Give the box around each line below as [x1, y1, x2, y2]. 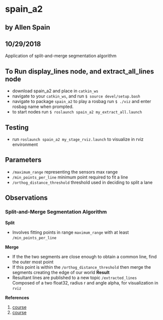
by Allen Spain [5, 23, 51, 32]
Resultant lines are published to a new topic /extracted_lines [12, 275, 137, 281]
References [5, 294, 29, 300]
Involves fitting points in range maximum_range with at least [12, 229, 129, 235]
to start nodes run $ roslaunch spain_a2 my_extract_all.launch [12, 109, 142, 115]
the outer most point [12, 259, 54, 265]
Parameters [5, 156, 42, 164]
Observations [5, 194, 48, 202]
